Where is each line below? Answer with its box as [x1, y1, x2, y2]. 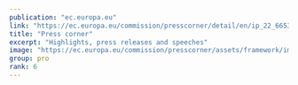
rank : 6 [9, 63, 38, 72]
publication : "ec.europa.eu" [9, 12, 117, 22]
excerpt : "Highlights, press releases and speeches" [9, 37, 208, 47]
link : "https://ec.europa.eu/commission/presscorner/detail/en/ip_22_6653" [9, 21, 295, 30]
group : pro [9, 54, 50, 63]
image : [9, 46, 34, 55]
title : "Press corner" [9, 29, 93, 38]
